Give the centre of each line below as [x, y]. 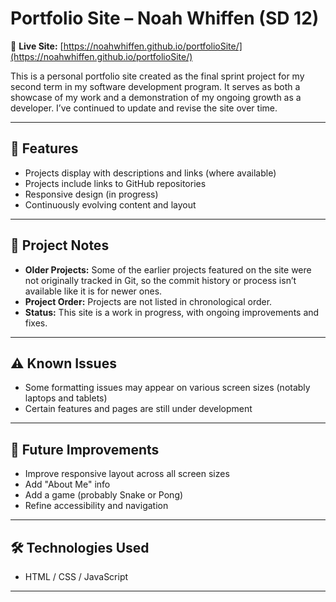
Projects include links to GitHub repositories [115, 183]
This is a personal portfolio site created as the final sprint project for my [157, 76]
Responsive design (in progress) [91, 194]
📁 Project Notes [60, 245]
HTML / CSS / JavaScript [76, 576]
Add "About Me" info [67, 484]
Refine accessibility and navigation [96, 506]
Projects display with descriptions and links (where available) [150, 173]
